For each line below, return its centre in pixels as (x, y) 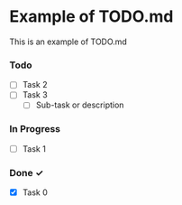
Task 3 (35, 95)
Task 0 (35, 192)
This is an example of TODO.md (68, 42)
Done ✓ (27, 172)
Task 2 (35, 85)
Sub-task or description (80, 105)
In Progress (35, 129)
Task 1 (34, 149)
